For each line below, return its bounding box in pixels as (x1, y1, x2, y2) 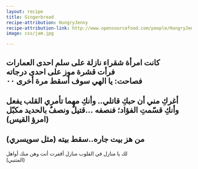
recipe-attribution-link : (6, 25, 70, 31)
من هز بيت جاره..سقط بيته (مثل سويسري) (6, 134, 145, 144)
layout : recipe (6, 8, 44, 15)
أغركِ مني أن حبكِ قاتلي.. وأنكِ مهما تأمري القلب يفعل (6, 95, 179, 106)
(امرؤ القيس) (6, 114, 49, 124)
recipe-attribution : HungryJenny (6, 19, 88, 25)
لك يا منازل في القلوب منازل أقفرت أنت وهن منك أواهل (6, 150, 128, 157)
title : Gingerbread (6, 14, 54, 20)
